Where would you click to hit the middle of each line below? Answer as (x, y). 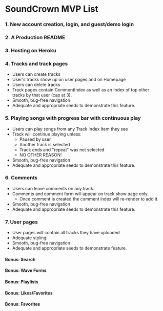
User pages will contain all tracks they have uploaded (66, 233)
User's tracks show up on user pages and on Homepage (69, 80)
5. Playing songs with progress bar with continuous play (73, 118)
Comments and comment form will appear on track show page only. (80, 194)
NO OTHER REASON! (41, 155)
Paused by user (35, 139)
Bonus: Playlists (22, 282)
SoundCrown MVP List (52, 9)
